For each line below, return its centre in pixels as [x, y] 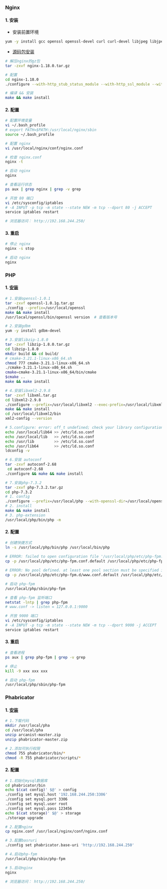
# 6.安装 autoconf [23, 460]
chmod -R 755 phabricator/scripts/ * [43, 758]
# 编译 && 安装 [19, 93]
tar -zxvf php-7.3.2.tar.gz [34, 487]
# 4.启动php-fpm [21, 854]
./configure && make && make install [44, 474]
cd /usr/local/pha [24, 730]
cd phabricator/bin [25, 785]
